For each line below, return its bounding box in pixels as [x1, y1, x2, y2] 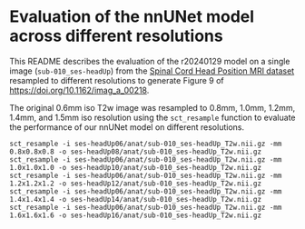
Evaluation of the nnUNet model [9, 6, 255, 27]
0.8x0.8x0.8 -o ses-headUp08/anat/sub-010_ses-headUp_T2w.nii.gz [9, 147, 261, 156]
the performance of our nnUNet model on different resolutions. [9, 121, 245, 133]
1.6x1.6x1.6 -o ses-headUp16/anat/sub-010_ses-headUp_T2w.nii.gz [9, 211, 261, 220]
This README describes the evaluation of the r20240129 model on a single [9, 55, 290, 66]
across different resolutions [9, 25, 224, 46]
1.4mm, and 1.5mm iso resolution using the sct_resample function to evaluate [9, 112, 296, 123]
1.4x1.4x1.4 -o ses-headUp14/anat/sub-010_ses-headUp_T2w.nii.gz [9, 194, 261, 204]
